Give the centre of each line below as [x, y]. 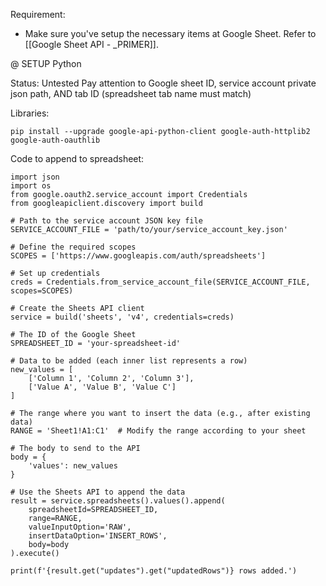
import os [31, 186]
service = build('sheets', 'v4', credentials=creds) [122, 317]
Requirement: [38, 14]
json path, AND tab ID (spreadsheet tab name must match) [131, 93]
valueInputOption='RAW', [80, 527]
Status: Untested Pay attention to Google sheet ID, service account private [163, 83]
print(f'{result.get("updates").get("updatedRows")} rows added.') [154, 571]
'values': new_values [73, 466]
